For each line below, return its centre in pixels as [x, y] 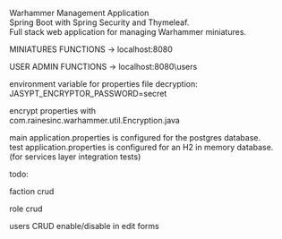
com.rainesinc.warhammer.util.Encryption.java [95, 120]
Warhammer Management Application [79, 13]
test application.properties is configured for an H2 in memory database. [141, 147]
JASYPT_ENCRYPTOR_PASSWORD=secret [88, 94]
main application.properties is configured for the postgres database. [135, 137]
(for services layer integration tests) [75, 157]
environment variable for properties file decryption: [104, 84]
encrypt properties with [53, 111]
